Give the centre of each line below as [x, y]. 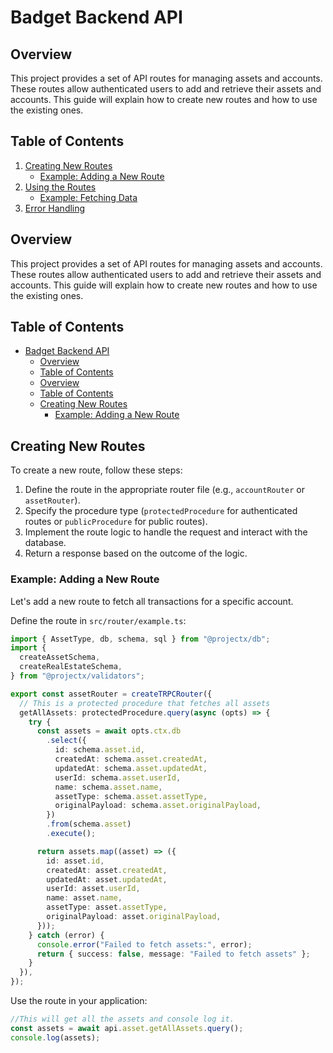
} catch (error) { [66, 935]
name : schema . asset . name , [108, 787]
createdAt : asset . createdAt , [107, 870]
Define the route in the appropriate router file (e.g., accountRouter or [164, 490]
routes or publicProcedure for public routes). [116, 522]
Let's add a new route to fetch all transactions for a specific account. [152, 601]
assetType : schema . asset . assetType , [131, 796]
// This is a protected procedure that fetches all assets [145, 703]
